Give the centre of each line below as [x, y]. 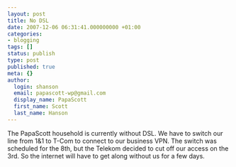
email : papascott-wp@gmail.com [60, 93]
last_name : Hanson [41, 113]
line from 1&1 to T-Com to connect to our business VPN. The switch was [112, 141]
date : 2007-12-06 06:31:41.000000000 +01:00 [74, 27]
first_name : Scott [41, 107]
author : [19, 80]
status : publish [31, 54]
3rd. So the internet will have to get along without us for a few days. [106, 156]
